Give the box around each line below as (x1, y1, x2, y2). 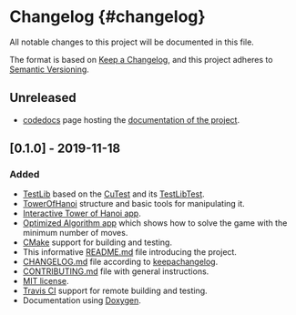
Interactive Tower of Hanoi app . (22, 208, 141, 219)
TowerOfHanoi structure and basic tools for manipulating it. (22, 198, 246, 209)
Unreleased (9, 90, 77, 106)
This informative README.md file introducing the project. (22, 247, 237, 258)
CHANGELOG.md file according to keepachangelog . (22, 257, 219, 268)
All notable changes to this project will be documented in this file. (9, 36, 255, 47)
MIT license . (22, 276, 69, 287)
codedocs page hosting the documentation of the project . (22, 114, 240, 125)
